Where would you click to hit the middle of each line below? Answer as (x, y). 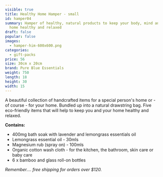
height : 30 (16, 81)
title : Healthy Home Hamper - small (42, 14)
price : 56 (15, 59)
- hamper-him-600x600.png (36, 46)
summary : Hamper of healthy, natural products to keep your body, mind (79, 23)
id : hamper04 (18, 18)
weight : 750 (17, 73)
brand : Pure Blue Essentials (34, 68)
